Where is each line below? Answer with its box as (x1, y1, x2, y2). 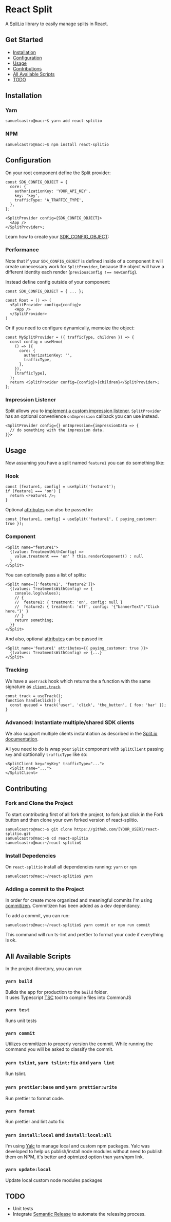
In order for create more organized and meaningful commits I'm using (5, 897, 153, 903)
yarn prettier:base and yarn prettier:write (5, 1083, 117, 1090)
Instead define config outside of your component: (5, 279, 110, 285)
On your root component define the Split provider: (5, 170, 111, 176)
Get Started (5, 35, 43, 44)
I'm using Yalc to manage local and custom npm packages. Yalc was (5, 1143, 150, 1149)
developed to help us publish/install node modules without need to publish (5, 1149, 163, 1155)
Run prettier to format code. (5, 1095, 64, 1101)
